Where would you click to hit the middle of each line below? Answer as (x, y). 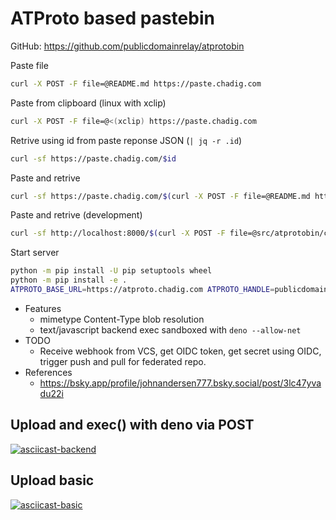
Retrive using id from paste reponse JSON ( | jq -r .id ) (126, 140)
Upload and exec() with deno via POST (132, 425)
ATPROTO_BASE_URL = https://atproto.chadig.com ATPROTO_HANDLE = (142, 290)
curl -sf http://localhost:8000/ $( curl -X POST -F (118, 233)
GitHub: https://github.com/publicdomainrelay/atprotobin (127, 46)
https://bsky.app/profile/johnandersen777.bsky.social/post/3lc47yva (180, 383)
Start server (35, 253)
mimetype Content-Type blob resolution (122, 319)
